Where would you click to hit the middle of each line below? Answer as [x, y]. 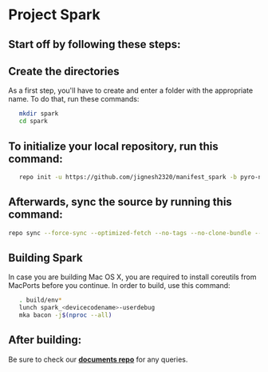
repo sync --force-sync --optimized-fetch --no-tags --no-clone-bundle [130, 233]
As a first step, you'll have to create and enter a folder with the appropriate [131, 90]
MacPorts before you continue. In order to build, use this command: [119, 286]
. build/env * [40, 300]
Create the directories [64, 71]
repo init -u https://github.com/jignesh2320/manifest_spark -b [128, 177]
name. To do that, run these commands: [74, 99]
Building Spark [46, 258]
